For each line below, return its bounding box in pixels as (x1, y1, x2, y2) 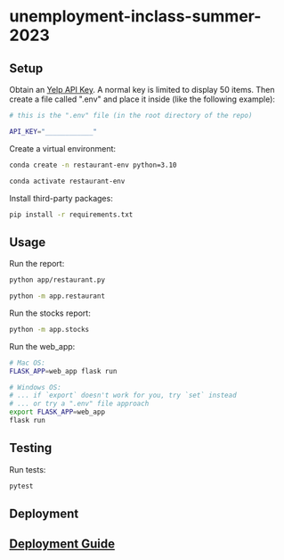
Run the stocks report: (9, 308, 91, 318)
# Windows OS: (9, 383, 62, 391)
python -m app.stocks (9, 325, 90, 334)
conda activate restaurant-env (9, 177, 126, 185)
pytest (9, 482, 34, 490)
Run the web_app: (9, 341, 76, 351)
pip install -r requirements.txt (9, 210, 134, 219)
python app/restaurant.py (9, 276, 105, 284)
